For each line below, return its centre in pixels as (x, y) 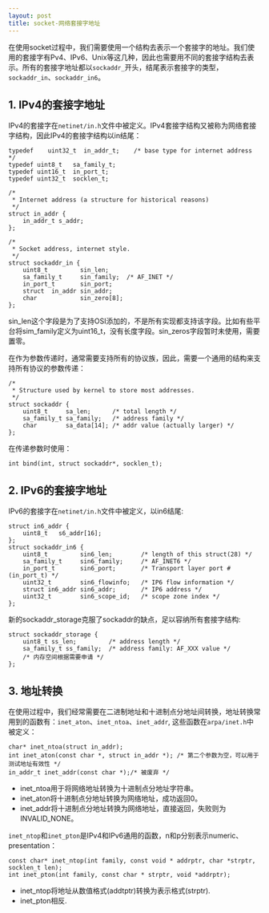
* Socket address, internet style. (71, 250)
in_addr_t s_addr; (53, 221)
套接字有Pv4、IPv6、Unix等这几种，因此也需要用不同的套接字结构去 (134, 57)
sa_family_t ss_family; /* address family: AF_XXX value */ (126, 649)
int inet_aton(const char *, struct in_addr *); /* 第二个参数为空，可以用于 (134, 755)
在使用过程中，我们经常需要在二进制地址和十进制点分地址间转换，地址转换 (131, 712)
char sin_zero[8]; (73, 298)
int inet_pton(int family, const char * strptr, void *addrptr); (119, 874)
